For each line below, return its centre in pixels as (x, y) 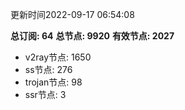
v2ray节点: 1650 (58, 57)
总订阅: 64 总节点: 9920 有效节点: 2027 (92, 36)
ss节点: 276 (48, 69)
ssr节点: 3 (45, 94)
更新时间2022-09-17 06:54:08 (72, 14)
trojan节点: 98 (53, 82)
